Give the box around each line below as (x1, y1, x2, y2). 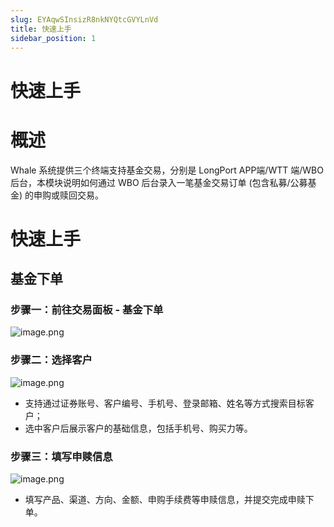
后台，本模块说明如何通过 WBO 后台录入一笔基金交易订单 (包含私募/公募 (10, 176, 308, 188)
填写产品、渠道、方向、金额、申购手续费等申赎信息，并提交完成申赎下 (24, 493, 315, 505)
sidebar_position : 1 (10, 33, 97, 43)
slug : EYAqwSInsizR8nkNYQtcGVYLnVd (10, 14, 159, 25)
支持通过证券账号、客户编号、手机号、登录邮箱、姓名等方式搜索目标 (24, 397, 306, 409)
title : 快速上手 (10, 24, 72, 34)
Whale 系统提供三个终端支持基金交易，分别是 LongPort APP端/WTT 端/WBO (10, 164, 324, 176)
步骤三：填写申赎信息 (10, 449, 113, 463)
